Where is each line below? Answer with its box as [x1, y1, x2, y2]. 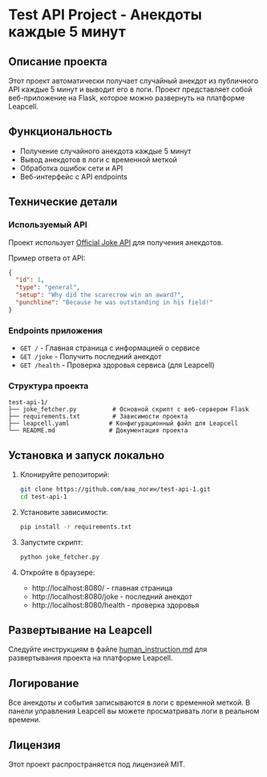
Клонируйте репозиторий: [19, 470, 110, 480]
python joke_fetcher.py [19, 553, 100, 561]
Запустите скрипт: [19, 537, 83, 547]
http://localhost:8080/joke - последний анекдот [31, 591, 192, 601]
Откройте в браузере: [19, 567, 95, 577]
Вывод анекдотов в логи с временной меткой [19, 154, 178, 164]
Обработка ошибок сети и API [19, 163, 123, 173]
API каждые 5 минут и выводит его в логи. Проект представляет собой [8, 84, 253, 94]
